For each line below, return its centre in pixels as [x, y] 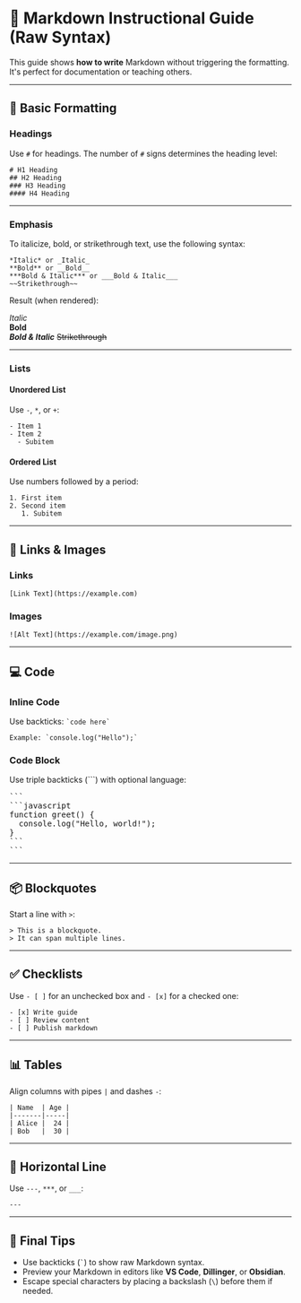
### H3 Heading [38, 186]
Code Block [35, 760]
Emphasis [31, 224]
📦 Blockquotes [53, 888]
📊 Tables [36, 1065]
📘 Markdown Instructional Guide [132, 18]
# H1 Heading [34, 169]
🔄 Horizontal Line [58, 1167]
